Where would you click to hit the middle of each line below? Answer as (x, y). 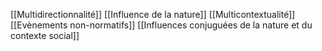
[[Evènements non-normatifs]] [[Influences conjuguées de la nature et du (161, 25)
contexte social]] (45, 35)
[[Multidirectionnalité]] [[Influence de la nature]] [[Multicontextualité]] (153, 14)
